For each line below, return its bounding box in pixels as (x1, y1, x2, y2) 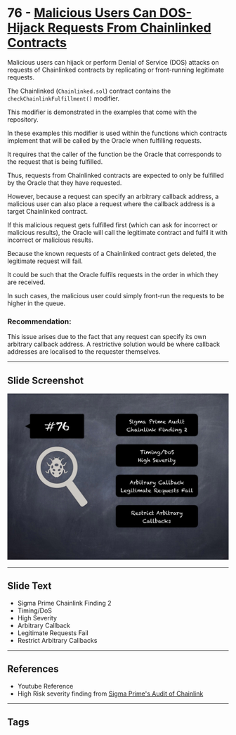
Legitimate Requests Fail (17, 628, 89, 637)
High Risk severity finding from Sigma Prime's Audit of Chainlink (17, 689, 204, 698)
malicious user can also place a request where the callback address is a (7, 199, 216, 208)
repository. (7, 115, 39, 124)
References (7, 663, 59, 675)
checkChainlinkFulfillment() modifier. (7, 94, 120, 103)
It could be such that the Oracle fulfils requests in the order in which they (7, 270, 219, 279)
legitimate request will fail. (7, 257, 83, 265)
